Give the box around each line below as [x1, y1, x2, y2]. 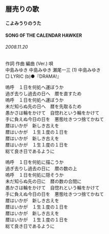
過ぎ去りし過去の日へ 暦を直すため [5, 90, 82, 96]
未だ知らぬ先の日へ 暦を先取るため [5, 103, 82, 109]
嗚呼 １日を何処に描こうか [5, 159, 64, 165]
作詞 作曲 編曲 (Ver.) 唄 [5, 60, 54, 67]
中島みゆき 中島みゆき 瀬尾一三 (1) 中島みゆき [5, 67, 101, 73]
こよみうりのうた [5, 20, 41, 26]
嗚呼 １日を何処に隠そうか [5, 172, 64, 178]
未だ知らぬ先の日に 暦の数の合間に [5, 178, 82, 184]
